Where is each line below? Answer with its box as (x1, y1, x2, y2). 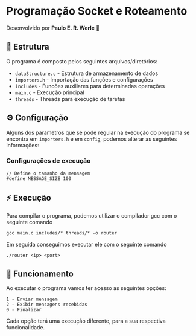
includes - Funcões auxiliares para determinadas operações (14, 82, 165, 89)
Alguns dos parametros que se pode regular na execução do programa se (6, 129, 190, 136)
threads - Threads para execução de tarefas (14, 95, 125, 102)
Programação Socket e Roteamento (6, 4, 188, 18)
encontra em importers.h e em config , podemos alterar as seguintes (6, 135, 177, 143)
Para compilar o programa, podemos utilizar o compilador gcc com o (6, 212, 177, 219)
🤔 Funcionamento (6, 269, 74, 279)
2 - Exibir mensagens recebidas (6, 302, 87, 308)
